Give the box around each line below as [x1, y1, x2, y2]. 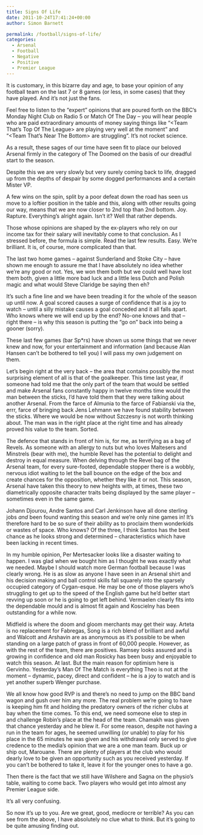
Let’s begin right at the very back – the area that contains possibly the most [6, 367, 195, 374]
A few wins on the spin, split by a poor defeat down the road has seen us [6, 193, 188, 200]
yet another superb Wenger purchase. [6, 678, 102, 685]
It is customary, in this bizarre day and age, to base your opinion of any [6, 81, 184, 88]
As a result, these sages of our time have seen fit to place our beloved [6, 144, 182, 151]
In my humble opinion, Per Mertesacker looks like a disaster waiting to [6, 551, 181, 558]
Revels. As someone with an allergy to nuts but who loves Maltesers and [6, 444, 187, 451]
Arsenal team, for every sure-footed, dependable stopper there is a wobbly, [6, 463, 195, 470]
